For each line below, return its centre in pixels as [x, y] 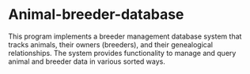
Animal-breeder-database [96, 15]
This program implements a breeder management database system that [125, 36]
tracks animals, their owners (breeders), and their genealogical [111, 44]
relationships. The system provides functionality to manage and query [122, 53]
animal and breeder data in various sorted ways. [87, 61]
